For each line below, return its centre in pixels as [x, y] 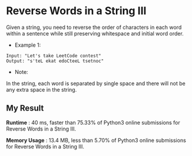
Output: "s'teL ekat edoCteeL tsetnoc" [55, 61]
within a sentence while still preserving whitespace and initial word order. [95, 33]
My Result [25, 108]
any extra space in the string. [42, 89]
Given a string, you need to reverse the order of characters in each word [94, 27]
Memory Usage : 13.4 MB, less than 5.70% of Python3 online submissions [96, 140]
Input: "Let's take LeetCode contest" [54, 56]
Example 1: [28, 45]
